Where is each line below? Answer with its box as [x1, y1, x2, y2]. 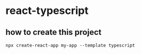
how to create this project [5, 27, 101, 37]
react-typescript [5, 4, 89, 17]
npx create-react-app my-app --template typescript [5, 42, 135, 48]
